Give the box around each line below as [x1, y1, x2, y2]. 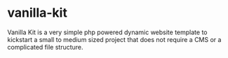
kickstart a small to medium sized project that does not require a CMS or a [7, 35, 222, 43]
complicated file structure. [7, 43, 83, 51]
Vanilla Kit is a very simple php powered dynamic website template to [7, 28, 208, 36]
